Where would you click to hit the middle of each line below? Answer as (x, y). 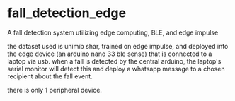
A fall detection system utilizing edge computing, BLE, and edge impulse (113, 32)
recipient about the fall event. (50, 76)
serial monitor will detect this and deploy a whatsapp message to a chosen (116, 69)
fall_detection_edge (67, 13)
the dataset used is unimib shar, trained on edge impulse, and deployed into (118, 46)
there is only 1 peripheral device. (55, 90)
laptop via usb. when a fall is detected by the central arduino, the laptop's (114, 61)
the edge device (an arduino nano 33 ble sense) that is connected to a (110, 54)
